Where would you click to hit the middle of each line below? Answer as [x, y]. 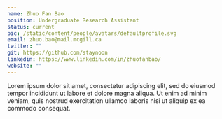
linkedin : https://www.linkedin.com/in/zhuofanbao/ [84, 59]
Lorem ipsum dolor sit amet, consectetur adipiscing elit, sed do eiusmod [111, 85]
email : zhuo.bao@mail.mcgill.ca [54, 40]
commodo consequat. [39, 108]
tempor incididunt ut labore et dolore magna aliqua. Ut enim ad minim [107, 93]
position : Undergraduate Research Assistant [73, 20]
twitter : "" [25, 46]
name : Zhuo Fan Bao [36, 14]
